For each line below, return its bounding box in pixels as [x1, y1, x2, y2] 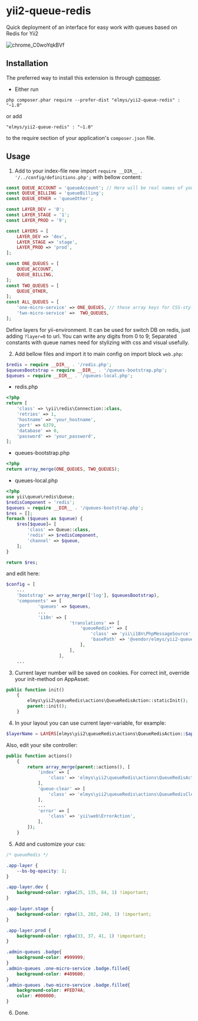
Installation [6, 58, 48, 68]
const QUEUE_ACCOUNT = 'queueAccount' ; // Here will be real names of [6, 185, 183, 191]
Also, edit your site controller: [6, 741, 78, 748]
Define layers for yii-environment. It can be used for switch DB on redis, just [6, 326, 190, 333]
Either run [14, 86, 39, 93]
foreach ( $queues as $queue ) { [6, 516, 83, 522]
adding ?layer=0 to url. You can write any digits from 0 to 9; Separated [6, 332, 177, 340]
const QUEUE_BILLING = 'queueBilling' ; [6, 190, 104, 196]
